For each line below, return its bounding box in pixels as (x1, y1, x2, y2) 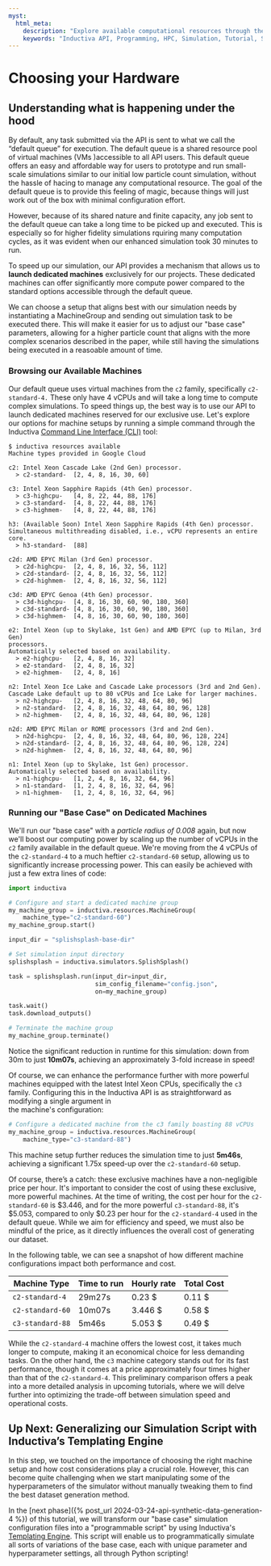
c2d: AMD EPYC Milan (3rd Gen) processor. (8, 555, 153, 564)
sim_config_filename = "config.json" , (94, 980, 219, 988)
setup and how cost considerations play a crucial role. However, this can (8, 1464, 249, 1474)
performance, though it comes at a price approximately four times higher (8, 1364, 250, 1374)
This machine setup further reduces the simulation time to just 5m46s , (8, 1150, 244, 1160)
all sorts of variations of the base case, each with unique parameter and (8, 1540, 248, 1550)
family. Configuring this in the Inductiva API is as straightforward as (8, 1087, 232, 1097)
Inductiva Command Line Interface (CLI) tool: (8, 426, 158, 436)
